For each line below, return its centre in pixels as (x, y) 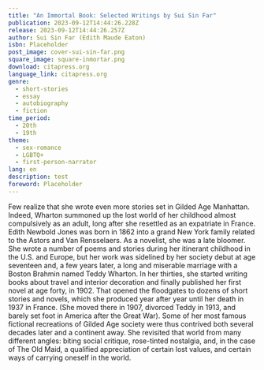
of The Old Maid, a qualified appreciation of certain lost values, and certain (130, 349)
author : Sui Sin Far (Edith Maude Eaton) (77, 37)
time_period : (30, 118)
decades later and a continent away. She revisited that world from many (125, 332)
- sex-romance (38, 148)
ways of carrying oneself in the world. (70, 357)
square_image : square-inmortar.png (67, 60)
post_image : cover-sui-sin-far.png (67, 52)
